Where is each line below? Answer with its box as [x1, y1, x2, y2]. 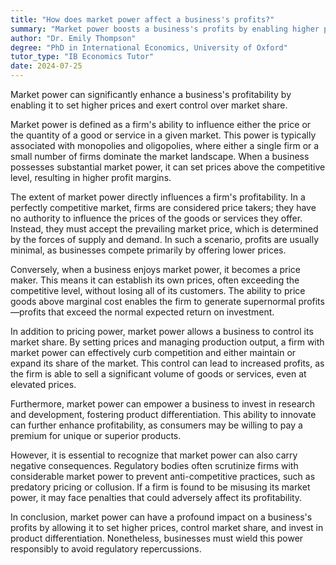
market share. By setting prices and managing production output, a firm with [10, 336, 325, 348]
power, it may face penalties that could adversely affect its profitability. [10, 492, 303, 503]
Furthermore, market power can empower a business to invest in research [10, 398, 315, 410]
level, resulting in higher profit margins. [10, 172, 172, 183]
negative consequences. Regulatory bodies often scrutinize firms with [10, 460, 299, 471]
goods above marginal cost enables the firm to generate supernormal [10, 296, 297, 307]
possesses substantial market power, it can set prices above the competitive [10, 161, 326, 173]
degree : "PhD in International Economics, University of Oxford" [10, 42, 288, 53]
